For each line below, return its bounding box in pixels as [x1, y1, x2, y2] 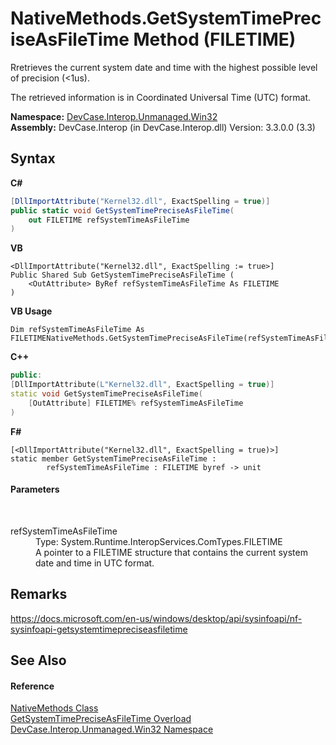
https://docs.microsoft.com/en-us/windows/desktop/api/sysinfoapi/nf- [10, 612, 303, 624]
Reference [10, 680, 55, 692]
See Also [10, 652, 67, 669]
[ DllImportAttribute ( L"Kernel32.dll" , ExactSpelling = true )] [10, 380, 275, 390]
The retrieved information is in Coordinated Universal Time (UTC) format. [10, 91, 312, 103]
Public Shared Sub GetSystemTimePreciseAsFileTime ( [10, 270, 235, 281]
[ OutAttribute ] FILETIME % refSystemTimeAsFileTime [28, 398, 244, 408]
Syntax [10, 150, 56, 167]
